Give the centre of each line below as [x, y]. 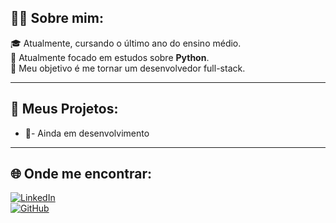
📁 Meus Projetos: [64, 109]
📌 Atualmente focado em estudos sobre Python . [110, 57]
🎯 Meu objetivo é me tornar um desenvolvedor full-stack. [128, 68]
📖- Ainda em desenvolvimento [87, 133]
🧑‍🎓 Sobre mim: [57, 18]
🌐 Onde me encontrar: [81, 174]
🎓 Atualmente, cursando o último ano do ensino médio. [126, 43]
